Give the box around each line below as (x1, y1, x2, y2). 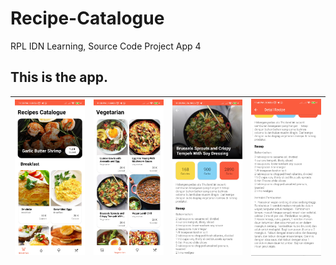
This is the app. (10, 69, 108, 86)
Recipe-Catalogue (10, 7, 165, 30)
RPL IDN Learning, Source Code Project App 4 (10, 40, 202, 52)
